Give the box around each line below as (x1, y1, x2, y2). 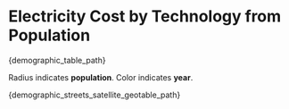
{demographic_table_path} (8, 54, 106, 65)
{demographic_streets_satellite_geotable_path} (8, 89, 181, 100)
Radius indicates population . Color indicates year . (8, 71, 194, 82)
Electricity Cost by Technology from (8, 6, 282, 27)
